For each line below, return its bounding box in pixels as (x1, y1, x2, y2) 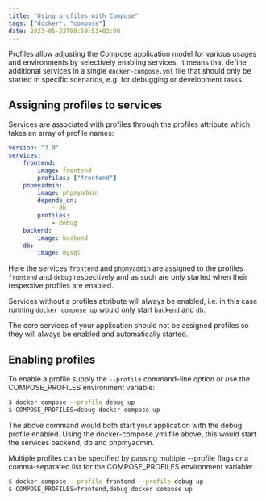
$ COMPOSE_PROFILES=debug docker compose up (8, 406, 160, 414)
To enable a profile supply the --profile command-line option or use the (8, 374, 251, 384)
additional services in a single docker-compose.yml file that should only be (8, 66, 251, 76)
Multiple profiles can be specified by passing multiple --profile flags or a (8, 453, 249, 463)
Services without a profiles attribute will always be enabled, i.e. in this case (8, 297, 258, 306)
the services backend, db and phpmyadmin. (8, 437, 155, 447)
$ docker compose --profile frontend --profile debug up (8, 478, 204, 486)
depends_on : (37, 196, 78, 204)
